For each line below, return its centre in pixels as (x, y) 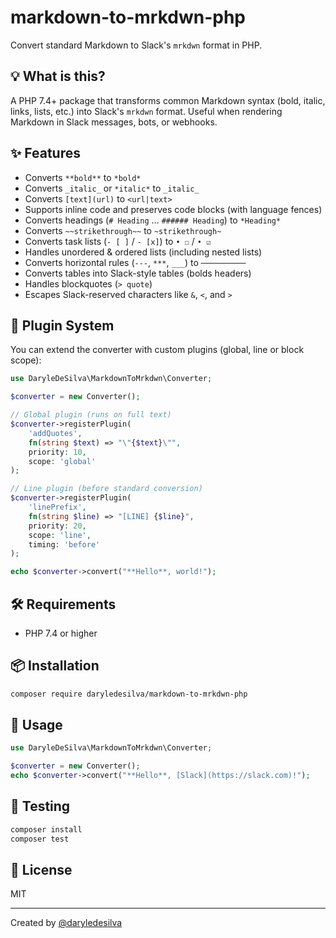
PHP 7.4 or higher (61, 633)
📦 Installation (55, 666)
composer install (46, 829)
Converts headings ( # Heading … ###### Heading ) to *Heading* (153, 220)
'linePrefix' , (57, 507)
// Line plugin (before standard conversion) (106, 489)
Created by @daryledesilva (66, 923)
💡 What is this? (58, 76)
